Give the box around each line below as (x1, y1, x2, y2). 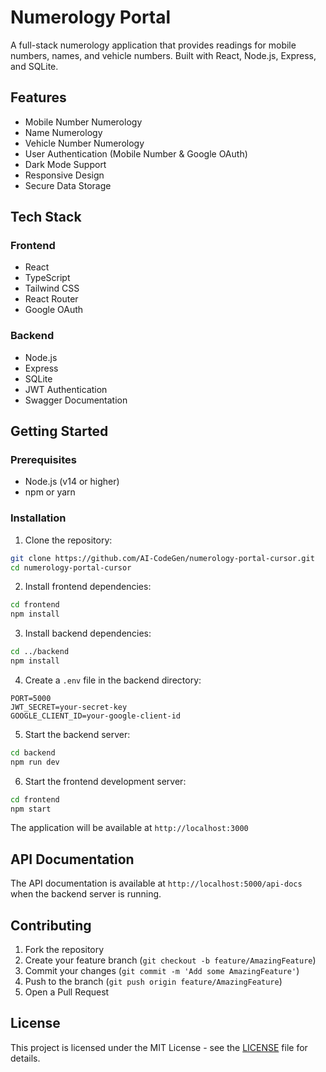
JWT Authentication (24, 383, 108, 395)
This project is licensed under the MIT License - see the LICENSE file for (10, 1041, 308, 1053)
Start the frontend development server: (24, 775, 187, 787)
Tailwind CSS (24, 282, 80, 295)
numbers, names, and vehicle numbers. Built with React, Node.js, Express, (10, 49, 317, 61)
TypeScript (24, 272, 71, 284)
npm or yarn (24, 486, 76, 498)
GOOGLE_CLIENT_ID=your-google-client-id (10, 711, 182, 721)
